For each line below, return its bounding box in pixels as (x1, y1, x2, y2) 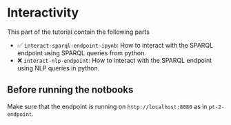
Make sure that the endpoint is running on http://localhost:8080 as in (7, 102, 208, 110)
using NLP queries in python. (17, 64, 100, 72)
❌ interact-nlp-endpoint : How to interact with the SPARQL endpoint (17, 56, 212, 64)
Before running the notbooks (7, 84, 134, 96)
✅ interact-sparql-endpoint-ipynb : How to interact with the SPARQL (17, 41, 214, 49)
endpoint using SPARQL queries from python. (17, 48, 146, 57)
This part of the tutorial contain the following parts (7, 28, 150, 36)
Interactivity (7, 5, 79, 21)
